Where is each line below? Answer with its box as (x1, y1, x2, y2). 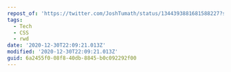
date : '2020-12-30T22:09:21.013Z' (7, 42, 107, 49)
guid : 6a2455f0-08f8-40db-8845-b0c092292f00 (7, 55, 137, 62)
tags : (7, 16, 23, 23)
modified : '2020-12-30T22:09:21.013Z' (7, 49, 118, 56)
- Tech (13, 23, 32, 29)
